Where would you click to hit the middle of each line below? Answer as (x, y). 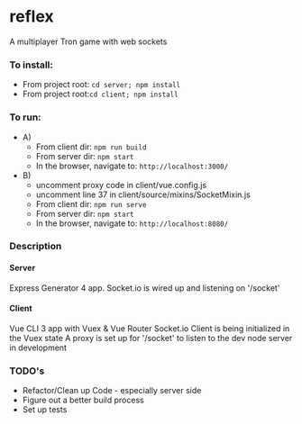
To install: (32, 65)
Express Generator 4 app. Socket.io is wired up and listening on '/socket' (145, 288)
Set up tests (45, 410)
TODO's (27, 371)
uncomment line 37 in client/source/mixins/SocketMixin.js (143, 194)
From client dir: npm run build (91, 147)
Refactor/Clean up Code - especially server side (112, 391)
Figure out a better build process (83, 400)
